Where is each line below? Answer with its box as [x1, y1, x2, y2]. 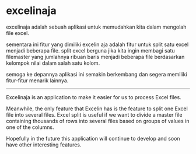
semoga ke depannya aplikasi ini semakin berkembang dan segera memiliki [6, 71, 188, 78]
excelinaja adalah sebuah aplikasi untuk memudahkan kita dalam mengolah [6, 23, 187, 30]
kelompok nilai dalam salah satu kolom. [6, 60, 100, 66]
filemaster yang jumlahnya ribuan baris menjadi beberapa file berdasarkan [6, 53, 185, 60]
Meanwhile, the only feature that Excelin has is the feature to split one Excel [6, 105, 188, 112]
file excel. [6, 29, 29, 36]
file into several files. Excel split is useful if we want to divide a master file [6, 111, 183, 118]
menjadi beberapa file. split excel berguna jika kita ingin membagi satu [6, 47, 175, 54]
